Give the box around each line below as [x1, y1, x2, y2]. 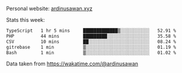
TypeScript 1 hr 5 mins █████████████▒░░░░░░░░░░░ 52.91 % [6, 28, 177, 34]
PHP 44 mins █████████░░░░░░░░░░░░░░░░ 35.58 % [6, 33, 177, 39]
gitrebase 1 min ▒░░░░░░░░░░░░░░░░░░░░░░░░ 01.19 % [6, 44, 177, 50]
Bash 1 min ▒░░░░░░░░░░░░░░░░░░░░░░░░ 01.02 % [6, 49, 177, 55]
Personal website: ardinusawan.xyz [6, 5, 93, 12]
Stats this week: [6, 16, 46, 23]
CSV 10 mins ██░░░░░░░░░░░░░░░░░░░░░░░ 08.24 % [6, 38, 177, 45]
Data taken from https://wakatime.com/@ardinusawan [6, 60, 138, 67]
